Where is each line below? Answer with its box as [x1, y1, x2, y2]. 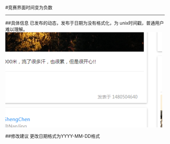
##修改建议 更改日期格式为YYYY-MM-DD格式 [5, 133, 100, 139]
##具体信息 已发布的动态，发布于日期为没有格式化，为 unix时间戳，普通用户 [5, 20, 164, 26]
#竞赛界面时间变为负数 [5, 5, 53, 10]
